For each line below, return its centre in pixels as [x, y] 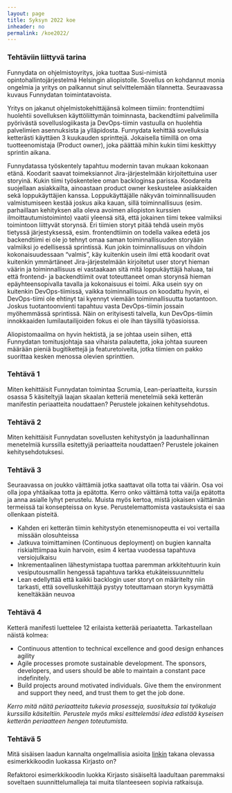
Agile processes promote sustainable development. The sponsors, [112, 663]
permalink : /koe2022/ [38, 33]
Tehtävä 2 [24, 422]
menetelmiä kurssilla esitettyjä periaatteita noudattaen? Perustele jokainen [113, 444]
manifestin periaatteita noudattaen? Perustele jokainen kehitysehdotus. [108, 404]
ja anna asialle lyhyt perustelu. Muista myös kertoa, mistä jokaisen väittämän [116, 500]
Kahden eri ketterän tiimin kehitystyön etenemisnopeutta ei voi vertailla [118, 528]
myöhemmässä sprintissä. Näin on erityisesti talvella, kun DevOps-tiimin [110, 313]
